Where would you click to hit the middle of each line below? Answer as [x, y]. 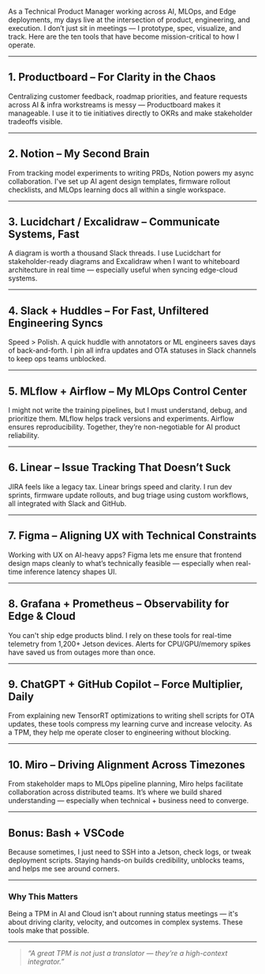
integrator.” [46, 962]
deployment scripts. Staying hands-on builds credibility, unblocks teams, [126, 860]
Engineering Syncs [56, 323]
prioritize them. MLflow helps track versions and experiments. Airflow [121, 419]
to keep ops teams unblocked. [57, 359]
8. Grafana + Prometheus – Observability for [119, 604]
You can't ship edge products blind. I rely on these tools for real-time [120, 635]
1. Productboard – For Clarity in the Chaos [112, 77]
